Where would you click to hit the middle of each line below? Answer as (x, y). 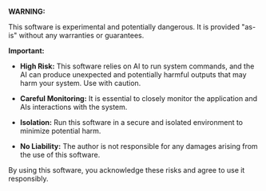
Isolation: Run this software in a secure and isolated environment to (131, 122)
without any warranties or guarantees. (81, 35)
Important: (26, 51)
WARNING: (27, 12)
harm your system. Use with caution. (80, 83)
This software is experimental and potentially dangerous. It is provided (124, 27)
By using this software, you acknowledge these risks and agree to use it (127, 170)
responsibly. (28, 179)
